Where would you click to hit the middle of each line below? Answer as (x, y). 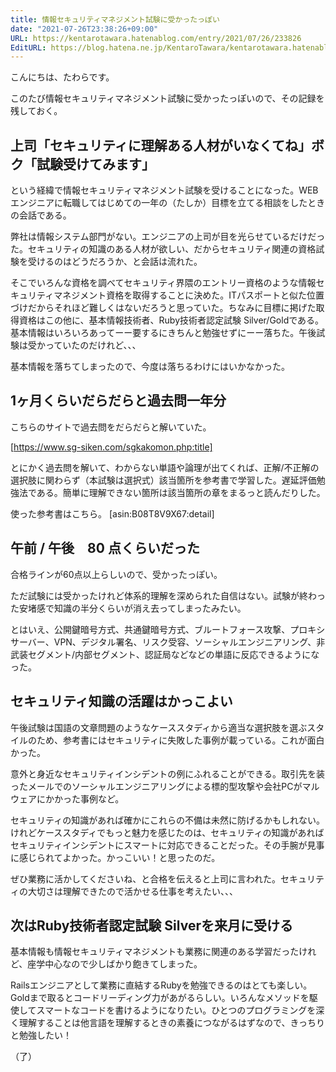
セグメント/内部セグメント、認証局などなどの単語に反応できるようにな (173, 654)
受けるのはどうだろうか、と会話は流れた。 (115, 262)
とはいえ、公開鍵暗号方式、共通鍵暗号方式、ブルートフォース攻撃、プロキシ (168, 629)
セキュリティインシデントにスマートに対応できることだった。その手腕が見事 (167, 845)
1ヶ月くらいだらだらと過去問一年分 (118, 401)
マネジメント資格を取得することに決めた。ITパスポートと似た (180, 295)
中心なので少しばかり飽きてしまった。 (123, 964)
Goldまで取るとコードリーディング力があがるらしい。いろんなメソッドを (160, 998)
